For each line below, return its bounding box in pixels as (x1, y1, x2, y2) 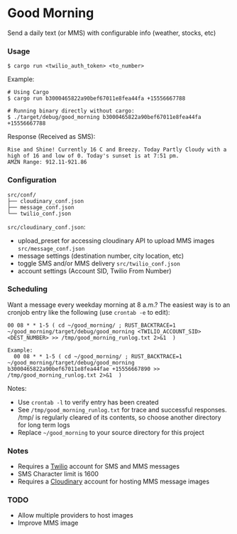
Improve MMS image (17, 518, 79, 528)
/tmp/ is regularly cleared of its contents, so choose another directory (17, 413, 221, 422)
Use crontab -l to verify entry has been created (17, 397, 159, 407)
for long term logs (17, 420, 70, 429)
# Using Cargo (7, 89, 50, 96)
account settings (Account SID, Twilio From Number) (17, 266, 172, 275)
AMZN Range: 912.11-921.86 (7, 159, 87, 166)
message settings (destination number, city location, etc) (17, 251, 184, 260)
